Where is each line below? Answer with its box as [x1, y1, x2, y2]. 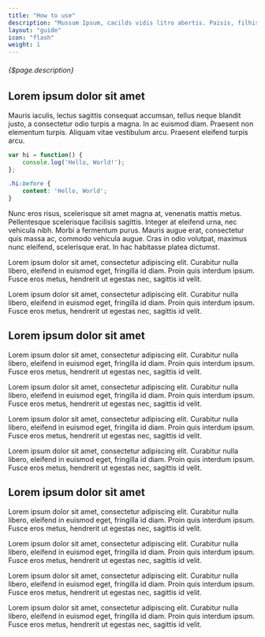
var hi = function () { [8, 151, 83, 158]
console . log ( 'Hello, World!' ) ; [22, 158, 125, 166]
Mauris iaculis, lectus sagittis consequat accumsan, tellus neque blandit [8, 110, 241, 120]
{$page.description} [8, 65, 74, 75]
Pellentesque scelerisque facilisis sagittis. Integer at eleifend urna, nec [8, 218, 237, 226]
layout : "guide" [8, 26, 62, 34]
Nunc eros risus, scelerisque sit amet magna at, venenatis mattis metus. [8, 209, 242, 218]
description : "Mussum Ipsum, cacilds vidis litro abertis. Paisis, [8, 19, 235, 27]
